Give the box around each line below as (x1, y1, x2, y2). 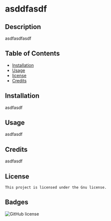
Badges (5, 198, 28, 206)
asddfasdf (5, 3, 47, 15)
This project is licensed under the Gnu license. (5, 185, 107, 190)
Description (5, 23, 41, 31)
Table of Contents (5, 49, 60, 58)
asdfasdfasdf (5, 35, 31, 41)
